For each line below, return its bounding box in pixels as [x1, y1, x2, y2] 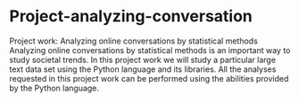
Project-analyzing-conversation [9, 6, 253, 27]
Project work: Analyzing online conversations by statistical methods [9, 35, 259, 46]
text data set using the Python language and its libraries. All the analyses [9, 64, 277, 75]
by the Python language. [9, 82, 100, 93]
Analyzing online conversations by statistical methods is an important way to [9, 44, 291, 55]
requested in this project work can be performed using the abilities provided [9, 73, 289, 83]
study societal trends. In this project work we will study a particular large [9, 54, 277, 65]
